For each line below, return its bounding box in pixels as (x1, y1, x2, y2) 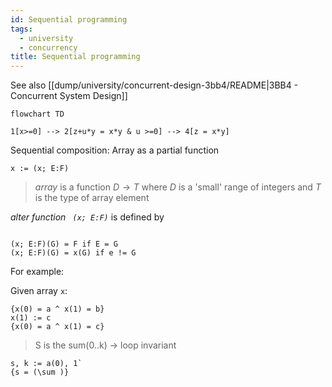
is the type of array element (34, 192, 150, 204)
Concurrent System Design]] (10, 90, 128, 102)
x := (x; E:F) (10, 164, 70, 174)
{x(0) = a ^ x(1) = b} (10, 304, 105, 315)
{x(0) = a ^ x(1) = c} (10, 322, 105, 332)
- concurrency (19, 42, 78, 53)
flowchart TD (10, 109, 65, 120)
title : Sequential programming (10, 52, 141, 62)
